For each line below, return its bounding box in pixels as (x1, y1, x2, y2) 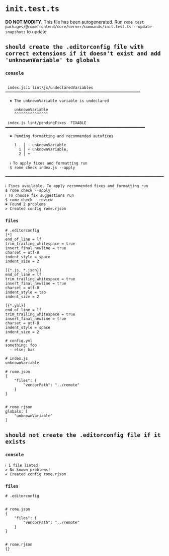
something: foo (5, 343, 37, 348)
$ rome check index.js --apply (10, 165, 75, 170)
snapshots (5, 29, 26, 34)
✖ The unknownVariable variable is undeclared (10, 98, 109, 103)
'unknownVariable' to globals (5, 57, 100, 64)
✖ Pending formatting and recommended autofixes (10, 133, 114, 139)
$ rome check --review (5, 197, 53, 202)
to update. (27, 28, 48, 34)
